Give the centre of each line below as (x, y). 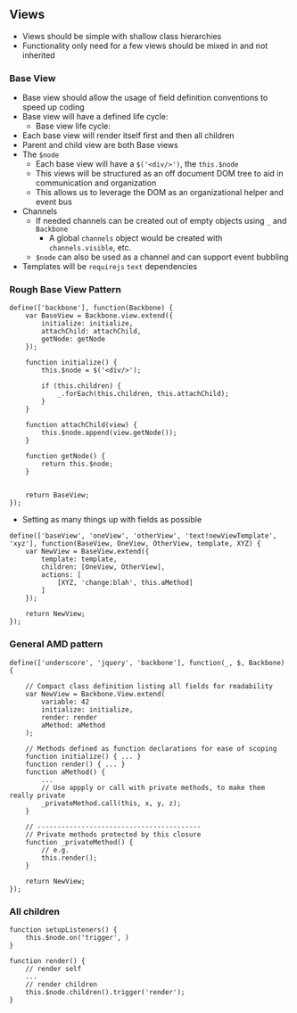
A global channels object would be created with (136, 238)
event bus (54, 202)
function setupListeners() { (63, 930)
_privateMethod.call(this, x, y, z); (111, 803)
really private (37, 795)
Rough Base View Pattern (66, 290)
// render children (62, 984)
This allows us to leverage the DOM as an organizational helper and (159, 193)
